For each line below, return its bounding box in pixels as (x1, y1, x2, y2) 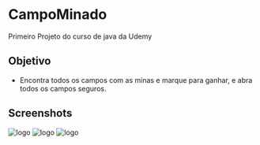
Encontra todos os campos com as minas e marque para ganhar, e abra (19, 75, 253, 84)
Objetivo (8, 54, 51, 68)
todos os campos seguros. (19, 84, 107, 93)
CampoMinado (8, 6, 107, 24)
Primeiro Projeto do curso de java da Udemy (8, 32, 153, 41)
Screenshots (8, 106, 73, 120)
